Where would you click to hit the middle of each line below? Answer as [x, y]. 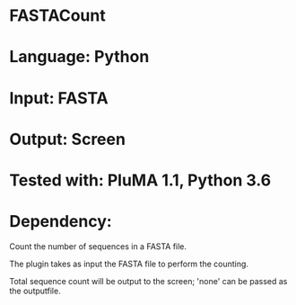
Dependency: [61, 222]
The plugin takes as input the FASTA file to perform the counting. [129, 264]
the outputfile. [35, 291]
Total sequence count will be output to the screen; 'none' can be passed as [148, 281]
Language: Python [79, 57]
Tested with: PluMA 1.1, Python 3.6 [140, 180]
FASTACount [57, 16]
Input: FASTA [59, 98]
